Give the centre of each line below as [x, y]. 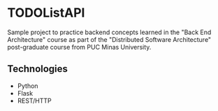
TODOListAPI [46, 13]
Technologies [38, 69]
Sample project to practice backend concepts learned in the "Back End [109, 32]
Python [28, 86]
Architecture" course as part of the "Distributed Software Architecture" [109, 39]
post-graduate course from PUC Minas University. [79, 47]
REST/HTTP [34, 101]
